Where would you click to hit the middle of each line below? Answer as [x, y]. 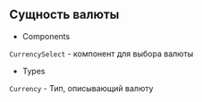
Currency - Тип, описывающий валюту [81, 88]
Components [46, 36]
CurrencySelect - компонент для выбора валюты [101, 54]
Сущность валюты [64, 15]
